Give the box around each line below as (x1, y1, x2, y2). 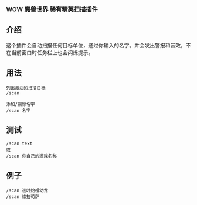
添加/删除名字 (6, 101, 35, 107)
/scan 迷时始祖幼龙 (6, 187, 49, 194)
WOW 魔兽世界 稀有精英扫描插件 (6, 5, 98, 13)
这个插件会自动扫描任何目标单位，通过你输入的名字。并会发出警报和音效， (6, 42, 186, 49)
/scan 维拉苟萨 (6, 194, 40, 200)
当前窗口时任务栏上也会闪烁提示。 (11, 49, 94, 56)
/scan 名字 (6, 107, 31, 114)
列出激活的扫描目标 (6, 85, 46, 91)
